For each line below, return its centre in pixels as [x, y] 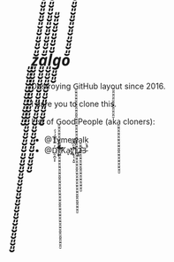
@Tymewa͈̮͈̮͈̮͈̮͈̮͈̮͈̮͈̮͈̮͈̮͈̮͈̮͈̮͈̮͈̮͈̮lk [66, 139]
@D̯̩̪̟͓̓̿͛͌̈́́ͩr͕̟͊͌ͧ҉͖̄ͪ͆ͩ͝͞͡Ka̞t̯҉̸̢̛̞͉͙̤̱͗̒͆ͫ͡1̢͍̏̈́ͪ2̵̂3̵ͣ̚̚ [65, 150]
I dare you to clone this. [74, 104]
